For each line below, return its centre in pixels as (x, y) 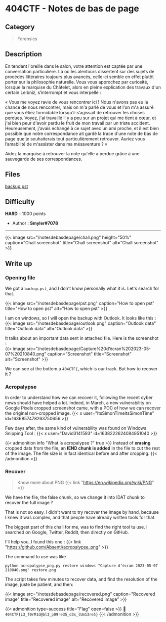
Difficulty (20, 202)
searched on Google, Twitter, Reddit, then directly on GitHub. (67, 532)
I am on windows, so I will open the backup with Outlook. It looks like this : (81, 318)
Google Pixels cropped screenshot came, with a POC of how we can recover (83, 408)
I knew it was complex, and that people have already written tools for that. (80, 517)
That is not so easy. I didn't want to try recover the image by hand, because (82, 512)
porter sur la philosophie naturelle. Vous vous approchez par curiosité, (77, 82)
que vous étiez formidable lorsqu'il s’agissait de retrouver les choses (75, 112)
